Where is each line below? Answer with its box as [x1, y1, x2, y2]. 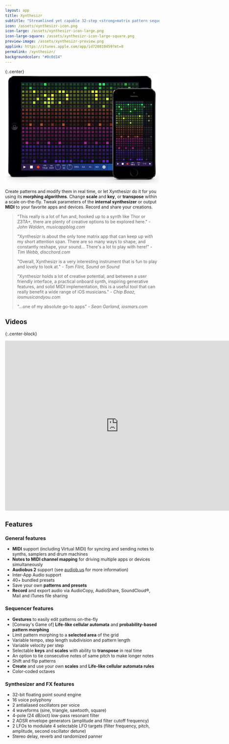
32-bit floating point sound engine [12, 692, 82, 697]
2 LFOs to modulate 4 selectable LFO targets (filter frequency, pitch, [12, 723, 150, 729]
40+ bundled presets [12, 577, 55, 583]
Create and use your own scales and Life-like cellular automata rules [12, 663, 155, 669]
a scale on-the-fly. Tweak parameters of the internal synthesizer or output [5, 198, 157, 204]
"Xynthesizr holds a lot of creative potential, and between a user [17, 273, 147, 279]
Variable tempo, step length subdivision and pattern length [12, 637, 131, 643]
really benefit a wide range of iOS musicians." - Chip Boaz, [17, 289, 136, 295]
